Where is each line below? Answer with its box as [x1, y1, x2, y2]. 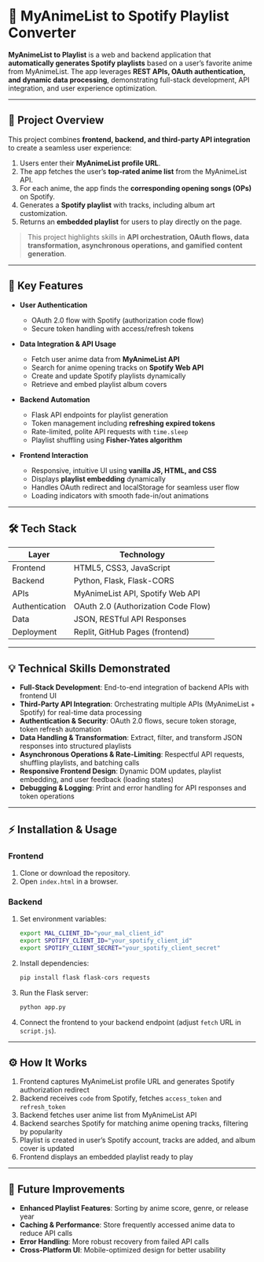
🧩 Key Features [8, 279, 84, 292]
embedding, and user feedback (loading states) [19, 775, 174, 784]
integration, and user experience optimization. [8, 83, 157, 93]
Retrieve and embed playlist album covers [31, 379, 167, 389]
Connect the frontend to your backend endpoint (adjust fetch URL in [19, 1017, 241, 1027]
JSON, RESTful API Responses [73, 614, 187, 625]
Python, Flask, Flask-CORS [73, 575, 174, 586]
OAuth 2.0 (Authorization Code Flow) [73, 601, 211, 612]
